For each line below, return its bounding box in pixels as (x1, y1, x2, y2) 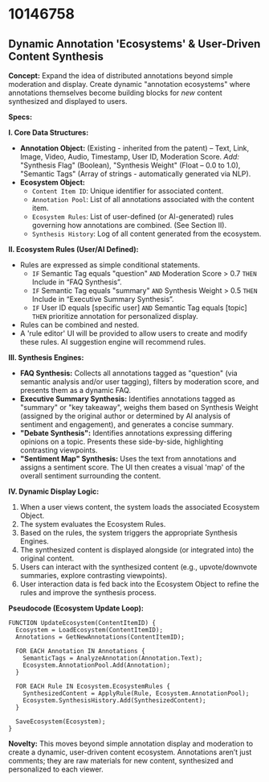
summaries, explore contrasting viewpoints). (19, 571, 167, 580)
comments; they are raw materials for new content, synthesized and (8, 756, 234, 765)
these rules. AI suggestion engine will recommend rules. (19, 337, 206, 346)
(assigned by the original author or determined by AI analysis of (19, 412, 231, 420)
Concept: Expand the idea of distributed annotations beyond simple (8, 71, 234, 81)
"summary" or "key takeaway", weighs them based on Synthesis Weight (19, 403, 259, 412)
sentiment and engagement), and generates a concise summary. (19, 420, 234, 429)
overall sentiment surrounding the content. (19, 471, 161, 480)
